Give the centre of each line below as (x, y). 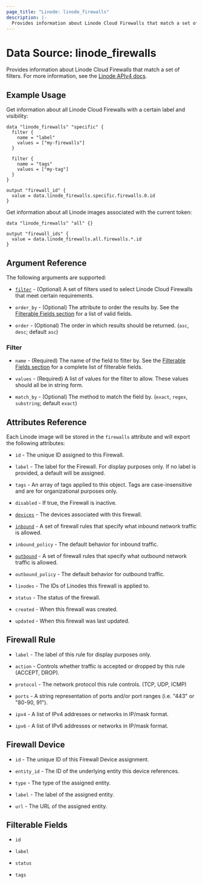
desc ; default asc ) (37, 331)
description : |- (27, 18)
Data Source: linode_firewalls (81, 53)
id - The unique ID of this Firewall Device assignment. (82, 759)
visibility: (17, 116)
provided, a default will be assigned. (60, 473)
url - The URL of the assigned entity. (61, 806)
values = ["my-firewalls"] (51, 143)
